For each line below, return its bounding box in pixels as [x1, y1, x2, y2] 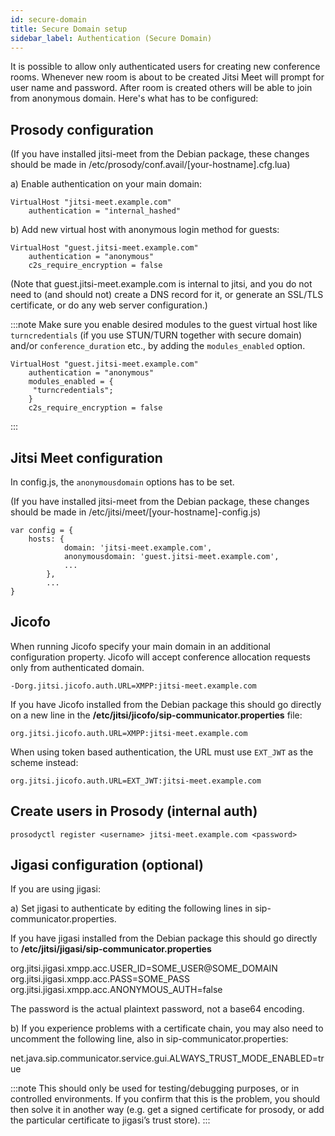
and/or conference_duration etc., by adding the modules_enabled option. [10, 340, 306, 352]
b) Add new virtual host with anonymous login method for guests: [10, 224, 280, 236]
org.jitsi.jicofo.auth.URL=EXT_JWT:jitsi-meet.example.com [10, 776, 262, 786]
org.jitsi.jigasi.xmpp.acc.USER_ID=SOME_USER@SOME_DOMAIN [10, 962, 278, 975]
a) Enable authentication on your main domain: [10, 178, 203, 190]
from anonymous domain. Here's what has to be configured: [10, 92, 259, 105]
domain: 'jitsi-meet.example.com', [63, 543, 213, 553]
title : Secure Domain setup [10, 24, 128, 34]
